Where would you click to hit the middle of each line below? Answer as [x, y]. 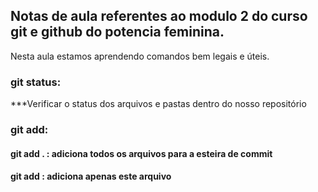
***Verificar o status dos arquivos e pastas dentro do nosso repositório [158, 104]
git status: [36, 82]
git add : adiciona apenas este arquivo [91, 176]
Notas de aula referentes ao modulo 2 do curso [159, 16]
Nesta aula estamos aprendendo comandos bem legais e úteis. [140, 56]
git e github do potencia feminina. [117, 32]
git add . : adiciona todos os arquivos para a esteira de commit [141, 153]
